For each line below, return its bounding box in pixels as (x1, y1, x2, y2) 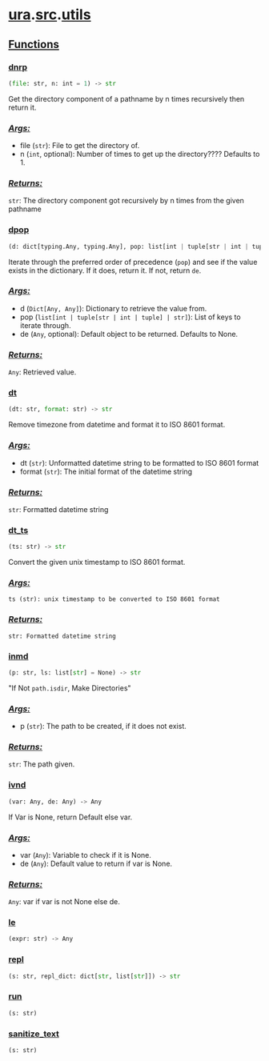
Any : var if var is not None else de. (8, 897, 120, 907)
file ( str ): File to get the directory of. (19, 141, 140, 150)
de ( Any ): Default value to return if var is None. (19, 859, 173, 868)
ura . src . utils (8, 6, 91, 24)
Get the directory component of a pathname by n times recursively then (8, 94, 245, 103)
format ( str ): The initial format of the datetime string (19, 466, 193, 476)
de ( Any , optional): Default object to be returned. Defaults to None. (19, 329, 239, 338)
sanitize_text (8, 1028, 60, 1039)
